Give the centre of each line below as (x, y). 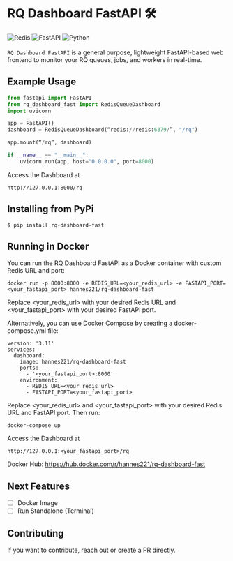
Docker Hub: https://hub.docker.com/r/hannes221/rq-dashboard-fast (106, 464)
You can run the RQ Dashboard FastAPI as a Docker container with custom (114, 263)
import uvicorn (29, 111)
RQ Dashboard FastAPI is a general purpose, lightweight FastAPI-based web (115, 52)
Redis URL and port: (36, 271)
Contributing (36, 533)
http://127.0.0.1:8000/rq (45, 188)
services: (22, 350)
